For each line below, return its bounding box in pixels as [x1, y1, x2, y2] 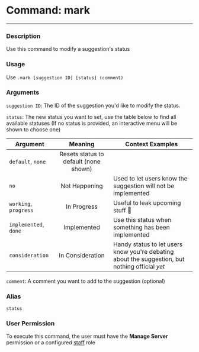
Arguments [6, 88, 40, 96]
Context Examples [125, 140, 178, 148]
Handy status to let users [113, 240, 183, 248]
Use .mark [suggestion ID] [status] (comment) [6, 73, 124, 80]
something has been [113, 223, 170, 231]
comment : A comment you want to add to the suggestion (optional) [6, 277, 166, 285]
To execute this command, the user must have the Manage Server [6, 332, 168, 340]
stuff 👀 [113, 206, 132, 214]
